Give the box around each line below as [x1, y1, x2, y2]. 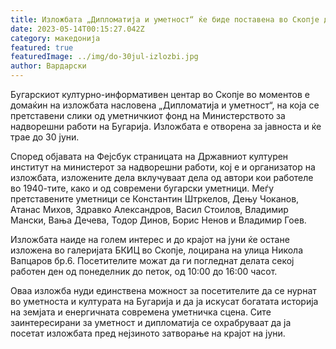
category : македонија [10, 33, 101, 43]
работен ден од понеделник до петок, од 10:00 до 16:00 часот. [10, 266, 278, 277]
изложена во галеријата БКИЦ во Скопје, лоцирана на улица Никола [10, 244, 304, 256]
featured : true [10, 42, 74, 53]
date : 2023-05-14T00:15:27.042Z [10, 24, 145, 34]
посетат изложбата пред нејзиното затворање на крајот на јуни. [10, 327, 286, 339]
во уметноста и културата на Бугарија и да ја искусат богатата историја [10, 296, 319, 307]
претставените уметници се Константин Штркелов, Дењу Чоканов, [10, 193, 300, 205]
